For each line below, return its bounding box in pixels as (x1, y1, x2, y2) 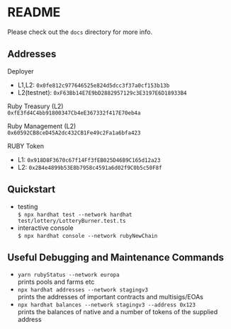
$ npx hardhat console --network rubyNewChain (17, 232, 158, 239)
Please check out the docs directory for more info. (7, 28, 153, 36)
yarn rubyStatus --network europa (17, 272, 120, 279)
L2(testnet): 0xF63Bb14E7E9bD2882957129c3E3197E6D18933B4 (17, 88, 187, 96)
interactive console (17, 224, 74, 232)
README (7, 4, 61, 21)
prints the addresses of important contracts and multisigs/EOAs (17, 293, 203, 301)
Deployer (7, 67, 34, 75)
